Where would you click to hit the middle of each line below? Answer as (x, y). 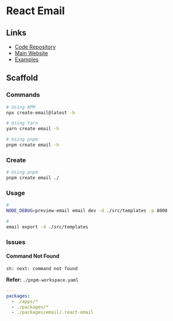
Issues (16, 242)
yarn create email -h (33, 129)
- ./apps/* (25, 301)
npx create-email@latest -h (41, 113)
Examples (27, 59)
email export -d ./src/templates (47, 227)
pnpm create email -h (33, 145)
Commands (23, 95)
